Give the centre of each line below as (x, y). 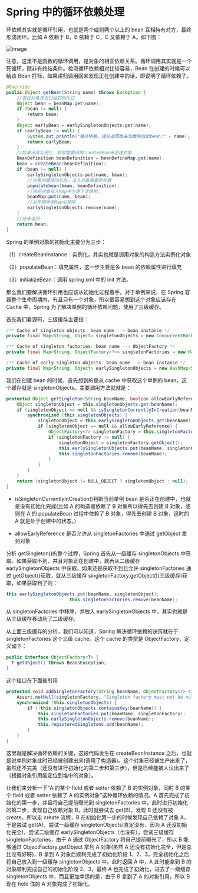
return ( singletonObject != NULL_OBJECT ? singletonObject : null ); (103, 481)
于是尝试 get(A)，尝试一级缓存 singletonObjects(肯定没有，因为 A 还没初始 (97, 824)
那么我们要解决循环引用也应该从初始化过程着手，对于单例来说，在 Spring (95, 292)
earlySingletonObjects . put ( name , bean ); (77, 175)
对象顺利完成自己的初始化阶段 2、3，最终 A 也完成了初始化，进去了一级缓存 (98, 869)
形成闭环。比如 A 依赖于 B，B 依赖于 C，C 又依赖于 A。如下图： (84, 37)
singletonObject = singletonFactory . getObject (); (121, 443)
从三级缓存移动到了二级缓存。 (42, 619)
